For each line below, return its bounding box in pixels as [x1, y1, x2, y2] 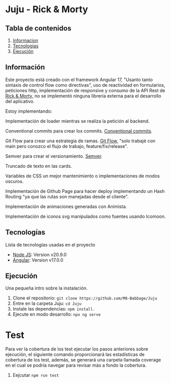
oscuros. [5, 178, 24, 184]
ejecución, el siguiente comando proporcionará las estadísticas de [5, 351, 145, 358]
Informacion [12, 37, 38, 43]
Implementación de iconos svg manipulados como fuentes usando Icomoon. [5, 213, 166, 219]
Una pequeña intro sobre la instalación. [5, 285, 88, 291]
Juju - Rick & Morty [5, 4, 88, 15]
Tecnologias [12, 43, 39, 49]
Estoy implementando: [5, 108, 53, 114]
